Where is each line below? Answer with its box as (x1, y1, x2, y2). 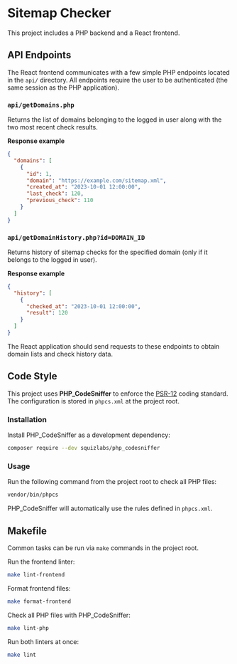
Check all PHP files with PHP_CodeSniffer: (7, 611, 131, 619)
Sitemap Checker (7, 5, 111, 21)
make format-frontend (7, 598, 72, 605)
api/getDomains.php (7, 101, 75, 109)
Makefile (7, 525, 48, 537)
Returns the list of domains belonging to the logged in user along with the (7, 115, 222, 124)
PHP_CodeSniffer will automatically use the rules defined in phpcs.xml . (7, 504, 213, 513)
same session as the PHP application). (7, 83, 119, 92)
